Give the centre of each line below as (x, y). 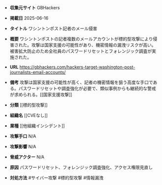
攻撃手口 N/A (23, 136)
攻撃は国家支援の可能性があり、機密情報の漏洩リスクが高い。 (94, 45)
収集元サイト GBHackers (35, 8)
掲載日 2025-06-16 (29, 18)
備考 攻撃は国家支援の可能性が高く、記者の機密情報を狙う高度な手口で (81, 82)
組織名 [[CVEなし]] (29, 115)
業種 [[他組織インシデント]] (37, 126)
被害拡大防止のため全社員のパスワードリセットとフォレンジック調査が (81, 51)
